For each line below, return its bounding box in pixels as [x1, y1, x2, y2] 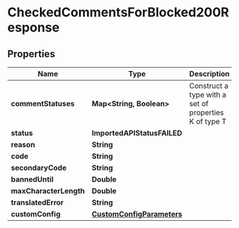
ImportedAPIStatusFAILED [91, 128, 183, 138]
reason [11, 140, 36, 150]
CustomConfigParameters [91, 209, 183, 219]
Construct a [189, 81, 229, 90]
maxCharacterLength [11, 186, 85, 196]
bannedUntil [11, 175, 54, 184]
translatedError [11, 197, 64, 207]
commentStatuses [11, 99, 75, 108]
